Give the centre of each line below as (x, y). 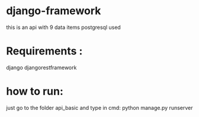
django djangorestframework (41, 67)
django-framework (54, 11)
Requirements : (44, 51)
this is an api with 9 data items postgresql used (64, 27)
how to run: (35, 91)
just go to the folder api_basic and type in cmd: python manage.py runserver (99, 108)
